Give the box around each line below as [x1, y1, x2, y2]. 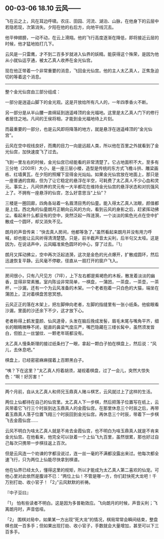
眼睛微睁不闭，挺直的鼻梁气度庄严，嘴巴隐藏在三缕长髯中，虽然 [13, 324, 142, 330]
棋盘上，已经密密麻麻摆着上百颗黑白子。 [5, 357, 86, 363]
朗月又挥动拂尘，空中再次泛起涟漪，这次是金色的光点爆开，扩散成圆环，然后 [5, 251, 159, 258]
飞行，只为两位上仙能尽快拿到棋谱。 [9, 456, 82, 462]
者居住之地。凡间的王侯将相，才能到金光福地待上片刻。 [5, 116, 116, 121]
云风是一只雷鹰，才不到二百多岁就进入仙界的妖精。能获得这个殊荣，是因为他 [5, 51, 159, 57]
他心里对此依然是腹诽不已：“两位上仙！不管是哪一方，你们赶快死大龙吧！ [5, 473, 153, 479]
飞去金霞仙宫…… [5, 417, 39, 423]
